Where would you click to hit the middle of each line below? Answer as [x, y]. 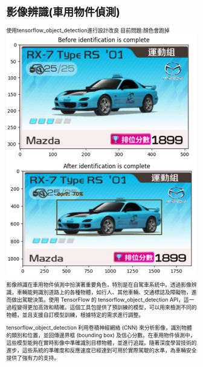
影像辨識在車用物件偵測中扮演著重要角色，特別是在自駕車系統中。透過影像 [99, 285]
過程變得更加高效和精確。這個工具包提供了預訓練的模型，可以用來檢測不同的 [101, 307]
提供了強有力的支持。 [33, 358]
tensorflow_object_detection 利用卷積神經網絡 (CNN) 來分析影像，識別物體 [99, 328]
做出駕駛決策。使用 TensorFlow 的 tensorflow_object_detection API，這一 [103, 300]
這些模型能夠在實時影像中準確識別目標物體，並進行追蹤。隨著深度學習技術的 [101, 343]
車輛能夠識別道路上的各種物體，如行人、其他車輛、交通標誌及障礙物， [104, 292]
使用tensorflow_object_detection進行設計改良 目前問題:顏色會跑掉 [88, 30]
